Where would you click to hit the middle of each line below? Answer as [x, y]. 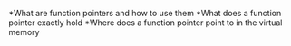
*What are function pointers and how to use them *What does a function [145, 13]
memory [24, 32]
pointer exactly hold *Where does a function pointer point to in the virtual [145, 23]
